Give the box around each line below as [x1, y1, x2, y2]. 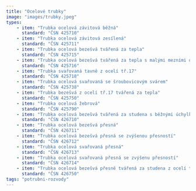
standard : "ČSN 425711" [21, 41, 80, 47]
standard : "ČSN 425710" [21, 30, 80, 36]
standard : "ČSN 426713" [21, 149, 80, 155]
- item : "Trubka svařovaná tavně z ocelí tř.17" [16, 68, 137, 74]
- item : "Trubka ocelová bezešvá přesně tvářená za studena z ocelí [16, 165, 187, 172]
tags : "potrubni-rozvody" [6, 176, 69, 182]
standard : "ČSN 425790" [21, 106, 80, 112]
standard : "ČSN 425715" [21, 52, 80, 58]
